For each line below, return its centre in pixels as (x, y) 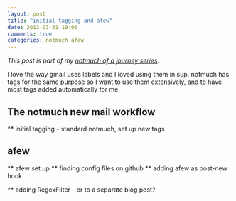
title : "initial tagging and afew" (60, 21)
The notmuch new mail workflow (81, 112)
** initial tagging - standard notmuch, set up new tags (86, 129)
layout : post (27, 14)
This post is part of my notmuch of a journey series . (84, 60)
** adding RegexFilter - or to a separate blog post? (81, 190)
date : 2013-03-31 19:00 (43, 27)
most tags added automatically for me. (64, 89)
